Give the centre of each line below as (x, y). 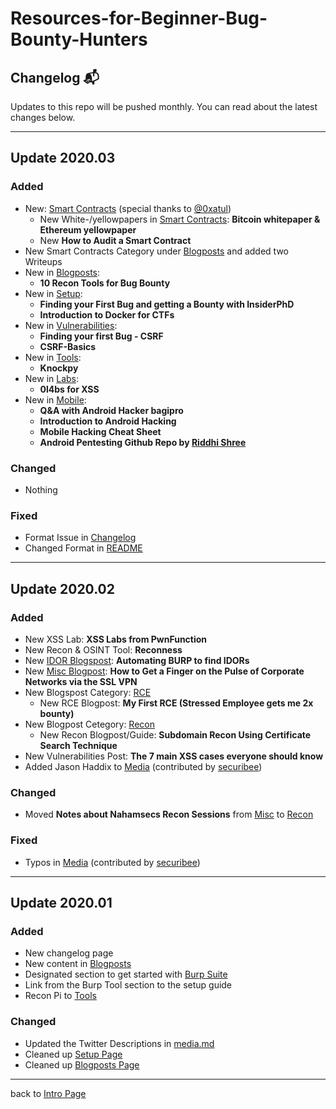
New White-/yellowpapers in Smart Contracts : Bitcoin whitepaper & (180, 219)
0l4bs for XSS (69, 389)
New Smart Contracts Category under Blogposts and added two (156, 251)
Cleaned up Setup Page (73, 1054)
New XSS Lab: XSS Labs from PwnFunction (116, 639)
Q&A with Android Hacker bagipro (111, 410)
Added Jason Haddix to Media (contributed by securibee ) (143, 766)
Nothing (41, 489)
